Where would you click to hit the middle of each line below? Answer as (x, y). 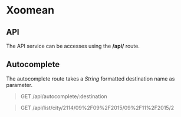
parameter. (19, 85)
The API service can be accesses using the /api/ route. (73, 46)
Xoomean (30, 10)
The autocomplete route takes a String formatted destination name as (90, 78)
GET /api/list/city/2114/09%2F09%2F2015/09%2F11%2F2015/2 (97, 108)
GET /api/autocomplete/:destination (64, 96)
